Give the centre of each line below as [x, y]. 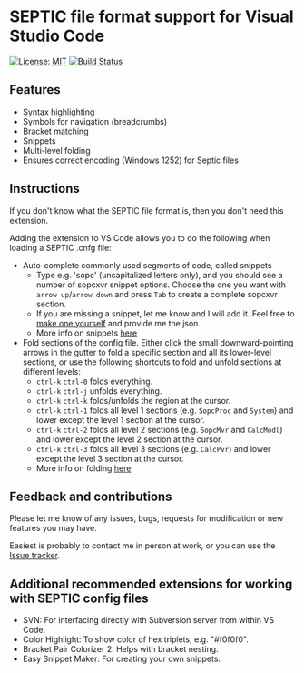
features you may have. [53, 528]
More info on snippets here [87, 333]
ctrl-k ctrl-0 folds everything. [94, 381]
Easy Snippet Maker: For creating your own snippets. [121, 659]
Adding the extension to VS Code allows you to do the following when [140, 237]
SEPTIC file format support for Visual [152, 17]
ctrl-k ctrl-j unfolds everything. [99, 391]
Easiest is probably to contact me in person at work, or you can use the [142, 546]
